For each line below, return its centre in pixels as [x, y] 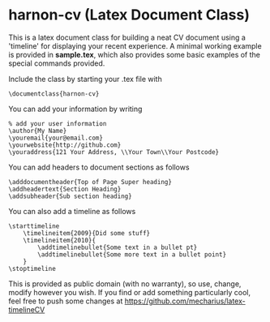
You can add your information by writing [75, 109]
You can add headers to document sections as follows [99, 167]
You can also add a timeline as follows [72, 211]
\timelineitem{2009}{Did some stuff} [87, 233]
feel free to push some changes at [66, 301]
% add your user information [58, 123]
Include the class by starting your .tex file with [85, 79]
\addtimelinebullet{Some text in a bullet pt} [118, 247]
